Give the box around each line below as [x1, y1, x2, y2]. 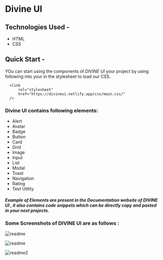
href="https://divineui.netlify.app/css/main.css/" [18, 92, 125, 96]
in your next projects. [5, 207, 50, 213]
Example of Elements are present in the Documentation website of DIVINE [5, 197, 158, 203]
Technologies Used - [5, 23, 70, 31]
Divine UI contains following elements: [5, 107, 99, 114]
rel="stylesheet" [18, 87, 54, 92]
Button [12, 134, 26, 140]
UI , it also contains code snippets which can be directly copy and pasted [5, 202, 157, 208]
